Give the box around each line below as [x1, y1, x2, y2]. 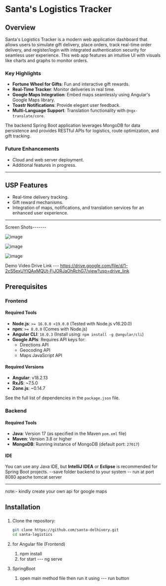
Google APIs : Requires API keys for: [12, 336, 86, 342]
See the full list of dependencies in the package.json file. [5, 395, 120, 401]
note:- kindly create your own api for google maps [5, 488, 107, 495]
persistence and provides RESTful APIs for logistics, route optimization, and [5, 128, 159, 134]
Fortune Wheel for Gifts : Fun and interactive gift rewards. [12, 81, 130, 87]
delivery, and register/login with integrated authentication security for [5, 47, 147, 53]
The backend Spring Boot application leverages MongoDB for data [5, 123, 141, 129]
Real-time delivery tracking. [12, 194, 69, 200]
